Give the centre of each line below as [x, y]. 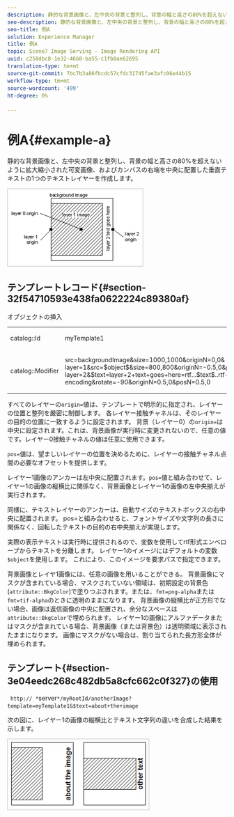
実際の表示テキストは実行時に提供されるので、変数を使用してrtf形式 [105, 542]
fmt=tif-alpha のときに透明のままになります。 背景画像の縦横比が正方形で [114, 600]
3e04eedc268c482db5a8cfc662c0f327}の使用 [113, 681]
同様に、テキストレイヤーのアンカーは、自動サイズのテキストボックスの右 [113, 510]
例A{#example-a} [59, 140]
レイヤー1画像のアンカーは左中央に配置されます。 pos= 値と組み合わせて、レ [115, 478]
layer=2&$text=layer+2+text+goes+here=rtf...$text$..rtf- [147, 374]
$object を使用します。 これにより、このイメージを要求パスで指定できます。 [116, 559]
